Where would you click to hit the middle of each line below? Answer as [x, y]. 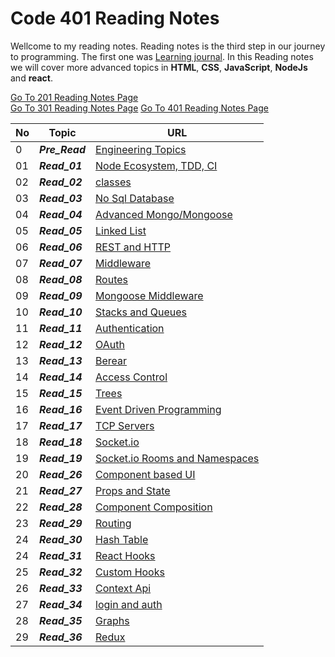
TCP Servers [125, 425]
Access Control [131, 377]
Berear [111, 360]
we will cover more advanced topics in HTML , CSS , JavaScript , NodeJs [159, 67]
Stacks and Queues [141, 312]
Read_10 [61, 312]
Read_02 [61, 182]
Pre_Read [63, 149]
